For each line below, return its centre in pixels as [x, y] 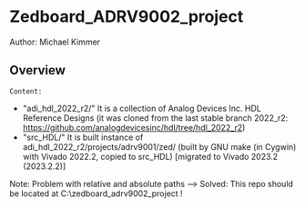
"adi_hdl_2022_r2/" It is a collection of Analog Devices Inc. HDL [142, 108]
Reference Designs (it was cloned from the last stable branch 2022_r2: [155, 118]
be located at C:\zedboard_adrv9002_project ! [97, 193]
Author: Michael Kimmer [55, 42]
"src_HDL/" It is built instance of [83, 137]
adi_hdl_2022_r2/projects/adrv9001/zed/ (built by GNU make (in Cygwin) [159, 146]
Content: [26, 91]
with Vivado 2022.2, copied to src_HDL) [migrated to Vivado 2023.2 [150, 156]
